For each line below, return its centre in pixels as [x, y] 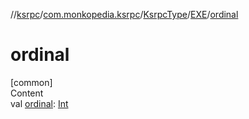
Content [27, 93]
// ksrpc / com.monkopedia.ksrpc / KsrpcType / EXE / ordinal [124, 14]
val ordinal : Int [39, 103]
